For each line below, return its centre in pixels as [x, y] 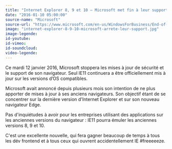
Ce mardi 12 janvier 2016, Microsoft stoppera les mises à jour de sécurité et [84, 68]
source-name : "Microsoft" [33, 19]
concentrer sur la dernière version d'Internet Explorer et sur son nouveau [82, 99]
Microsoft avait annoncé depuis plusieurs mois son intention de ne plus [80, 88]
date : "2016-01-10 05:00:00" [36, 15]
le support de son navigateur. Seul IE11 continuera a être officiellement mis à [85, 73]
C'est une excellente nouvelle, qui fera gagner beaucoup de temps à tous [83, 135]
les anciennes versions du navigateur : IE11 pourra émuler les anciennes [81, 120]
